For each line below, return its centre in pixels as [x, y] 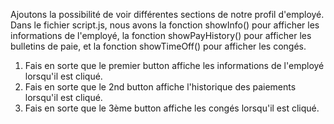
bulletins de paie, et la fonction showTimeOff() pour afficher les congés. [158, 46]
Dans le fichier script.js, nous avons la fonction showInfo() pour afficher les [165, 25]
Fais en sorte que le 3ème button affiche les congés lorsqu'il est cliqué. [172, 108]
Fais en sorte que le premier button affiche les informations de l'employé [174, 65]
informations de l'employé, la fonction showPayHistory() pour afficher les [161, 35]
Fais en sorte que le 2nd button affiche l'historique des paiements [160, 87]
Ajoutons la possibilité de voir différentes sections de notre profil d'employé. [167, 14]
